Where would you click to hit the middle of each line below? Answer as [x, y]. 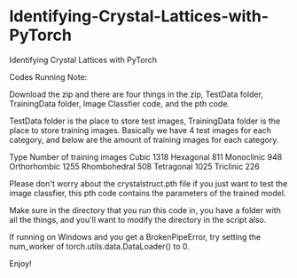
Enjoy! [21, 263]
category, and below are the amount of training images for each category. [144, 139]
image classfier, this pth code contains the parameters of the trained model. [148, 193]
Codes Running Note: [48, 76]
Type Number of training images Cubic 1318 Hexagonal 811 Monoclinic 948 [146, 156]
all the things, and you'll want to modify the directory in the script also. [138, 219]
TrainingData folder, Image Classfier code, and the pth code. [120, 103]
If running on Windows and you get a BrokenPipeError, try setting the [135, 236]
